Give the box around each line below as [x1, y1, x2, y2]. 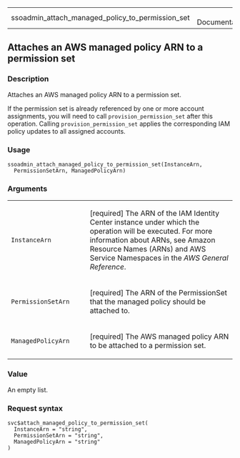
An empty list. [7, 385, 49, 394]
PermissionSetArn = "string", [14, 432, 104, 439]
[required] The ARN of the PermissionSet [89, 288, 227, 298]
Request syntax [7, 403, 63, 413]
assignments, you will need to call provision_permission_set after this [7, 111, 213, 120]
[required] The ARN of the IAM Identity [89, 209, 220, 219]
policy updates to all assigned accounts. [7, 126, 126, 135]
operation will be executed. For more [89, 226, 213, 237]
